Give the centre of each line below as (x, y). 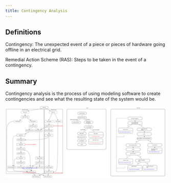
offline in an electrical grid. (34, 50)
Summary (21, 81)
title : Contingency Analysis (36, 11)
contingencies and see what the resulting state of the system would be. (81, 99)
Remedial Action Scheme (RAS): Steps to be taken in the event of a (76, 60)
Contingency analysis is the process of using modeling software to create (83, 94)
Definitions (23, 32)
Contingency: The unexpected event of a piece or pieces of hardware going (85, 44)
